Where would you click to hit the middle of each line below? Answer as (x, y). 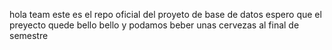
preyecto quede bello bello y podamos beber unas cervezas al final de (154, 25)
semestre (29, 35)
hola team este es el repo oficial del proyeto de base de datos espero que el (165, 14)
